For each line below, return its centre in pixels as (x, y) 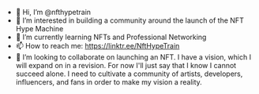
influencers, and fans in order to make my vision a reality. (109, 82)
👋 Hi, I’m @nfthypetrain (53, 12)
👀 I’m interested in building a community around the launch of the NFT (130, 20)
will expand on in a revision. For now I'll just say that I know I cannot (126, 65)
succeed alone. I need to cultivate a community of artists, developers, (129, 74)
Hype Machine (39, 29)
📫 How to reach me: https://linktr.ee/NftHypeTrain (98, 46)
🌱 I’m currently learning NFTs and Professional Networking (111, 37)
